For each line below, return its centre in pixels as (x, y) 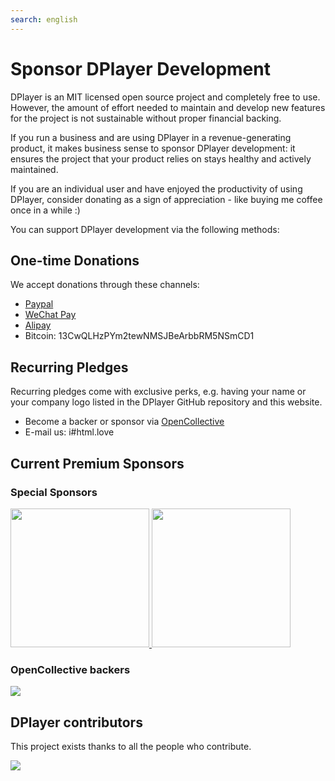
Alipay (38, 325)
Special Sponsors (54, 492)
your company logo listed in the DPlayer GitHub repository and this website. (166, 402)
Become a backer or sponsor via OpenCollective (124, 422)
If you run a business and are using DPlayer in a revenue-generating (151, 137)
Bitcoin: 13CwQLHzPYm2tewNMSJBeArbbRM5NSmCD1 (139, 336)
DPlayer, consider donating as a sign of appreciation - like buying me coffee (166, 199)
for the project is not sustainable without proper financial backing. (146, 118)
